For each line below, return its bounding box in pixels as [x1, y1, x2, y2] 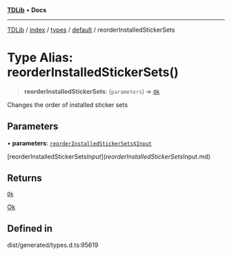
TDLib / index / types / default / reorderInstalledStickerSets [7, 26, 175, 34]
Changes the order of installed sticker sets [7, 100, 128, 109]
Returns [7, 173, 43, 184]
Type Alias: [7, 50, 74, 66]
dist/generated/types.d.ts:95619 [7, 241, 99, 249]
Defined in [7, 222, 53, 234]
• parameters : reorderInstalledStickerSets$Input [7, 139, 152, 147]
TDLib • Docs [7, 6, 47, 14]
